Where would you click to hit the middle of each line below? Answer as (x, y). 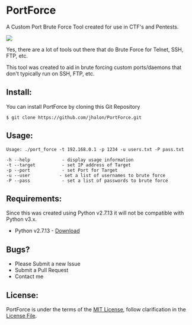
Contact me (29, 276)
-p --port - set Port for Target (62, 170)
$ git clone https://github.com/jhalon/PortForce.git (74, 117)
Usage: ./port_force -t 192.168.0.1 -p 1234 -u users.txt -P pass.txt (95, 149)
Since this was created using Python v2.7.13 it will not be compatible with (95, 213)
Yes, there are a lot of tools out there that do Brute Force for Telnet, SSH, (95, 49)
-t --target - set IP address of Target (69, 165)
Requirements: (34, 199)
